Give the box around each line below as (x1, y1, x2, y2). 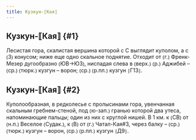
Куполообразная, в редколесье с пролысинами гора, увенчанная (6, 100, 175, 108)
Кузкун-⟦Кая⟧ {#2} (6, 85, 81, 95)
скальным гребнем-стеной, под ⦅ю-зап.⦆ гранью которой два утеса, (6, 107, 181, 114)
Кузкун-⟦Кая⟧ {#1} (6, 31, 79, 41)
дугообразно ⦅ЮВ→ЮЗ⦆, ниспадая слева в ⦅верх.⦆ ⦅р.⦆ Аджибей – (24, 60, 190, 67)
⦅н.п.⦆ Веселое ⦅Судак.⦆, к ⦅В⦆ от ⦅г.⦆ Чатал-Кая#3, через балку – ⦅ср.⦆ (6, 121, 180, 128)
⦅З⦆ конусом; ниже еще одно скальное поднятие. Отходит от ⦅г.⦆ (6, 53, 170, 61)
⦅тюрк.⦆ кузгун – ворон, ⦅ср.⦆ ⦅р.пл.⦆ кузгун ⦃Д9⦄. (6, 127, 129, 135)
